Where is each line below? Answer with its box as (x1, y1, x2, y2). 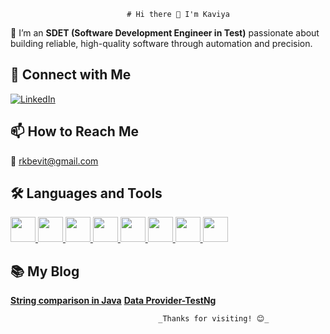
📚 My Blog (10, 263, 80, 280)
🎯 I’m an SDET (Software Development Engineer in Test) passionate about (10, 27, 320, 39)
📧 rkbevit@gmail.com (10, 155, 99, 167)
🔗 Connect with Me (10, 66, 132, 84)
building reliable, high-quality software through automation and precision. (10, 38, 313, 49)
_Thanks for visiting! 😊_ (158, 314, 270, 324)
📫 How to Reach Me (10, 123, 139, 140)
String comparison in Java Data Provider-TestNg (10, 295, 217, 307)
